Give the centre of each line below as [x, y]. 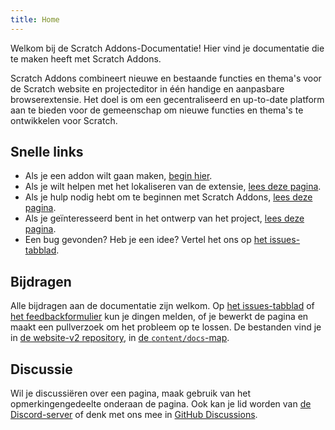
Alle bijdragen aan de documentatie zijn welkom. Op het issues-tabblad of [162, 306]
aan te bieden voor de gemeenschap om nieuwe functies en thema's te [157, 110]
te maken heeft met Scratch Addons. [86, 58]
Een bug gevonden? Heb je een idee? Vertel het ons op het [146, 240]
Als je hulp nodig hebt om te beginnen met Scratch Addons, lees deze [168, 197]
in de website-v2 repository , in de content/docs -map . [120, 338]
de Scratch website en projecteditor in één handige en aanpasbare [147, 88]
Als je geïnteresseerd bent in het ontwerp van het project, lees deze [164, 218]
